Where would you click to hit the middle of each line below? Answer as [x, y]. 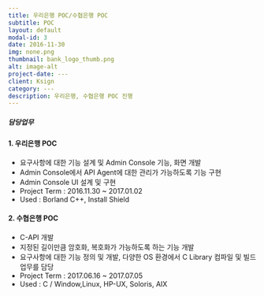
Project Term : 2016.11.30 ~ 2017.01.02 [81, 191]
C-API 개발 [37, 238]
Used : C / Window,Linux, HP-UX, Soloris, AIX [93, 284]
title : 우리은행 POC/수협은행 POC [58, 15]
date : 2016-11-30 [37, 45]
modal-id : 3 [28, 37]
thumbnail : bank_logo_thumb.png [61, 60]
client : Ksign [32, 81]
